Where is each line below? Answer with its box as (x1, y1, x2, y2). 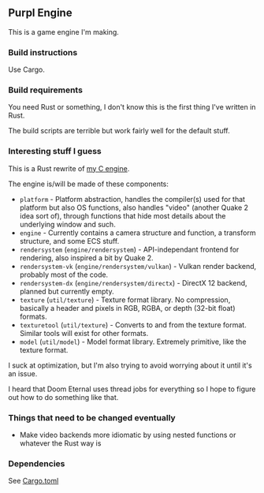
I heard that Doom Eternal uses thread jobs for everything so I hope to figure (8, 384, 256, 394)
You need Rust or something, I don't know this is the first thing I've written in (8, 103, 256, 112)
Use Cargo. (8, 65, 46, 74)
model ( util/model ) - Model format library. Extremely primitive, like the (19, 337, 247, 346)
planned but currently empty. (19, 286, 114, 296)
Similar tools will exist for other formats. (19, 328, 149, 338)
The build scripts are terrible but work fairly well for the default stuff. (8, 126, 230, 136)
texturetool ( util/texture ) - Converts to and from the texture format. (19, 319, 247, 330)
